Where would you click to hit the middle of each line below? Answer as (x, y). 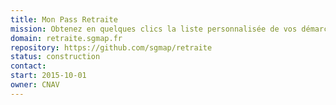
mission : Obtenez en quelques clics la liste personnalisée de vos (154, 29)
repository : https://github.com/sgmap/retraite (111, 47)
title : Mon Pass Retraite (64, 19)
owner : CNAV (35, 85)
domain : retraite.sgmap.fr (66, 38)
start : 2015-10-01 (48, 76)
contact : (28, 66)
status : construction (55, 57)
